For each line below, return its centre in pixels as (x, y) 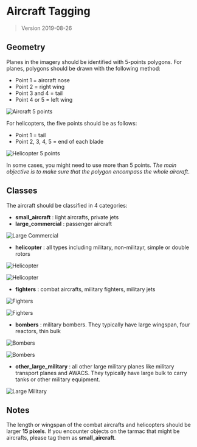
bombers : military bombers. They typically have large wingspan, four (102, 325)
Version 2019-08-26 (47, 28)
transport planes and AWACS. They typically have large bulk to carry (101, 373)
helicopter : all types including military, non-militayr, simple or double (102, 247)
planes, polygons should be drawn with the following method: (84, 68)
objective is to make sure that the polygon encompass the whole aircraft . (98, 171)
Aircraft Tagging (48, 11)
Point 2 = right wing (40, 86)
